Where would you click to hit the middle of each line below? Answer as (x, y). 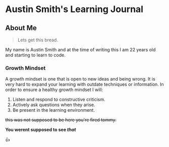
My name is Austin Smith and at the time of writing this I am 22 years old (80, 50)
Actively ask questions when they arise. (54, 105)
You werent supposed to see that (41, 130)
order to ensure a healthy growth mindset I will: (54, 90)
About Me (21, 28)
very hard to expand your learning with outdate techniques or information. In (84, 85)
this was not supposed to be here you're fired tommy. (61, 120)
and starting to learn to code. (35, 55)
